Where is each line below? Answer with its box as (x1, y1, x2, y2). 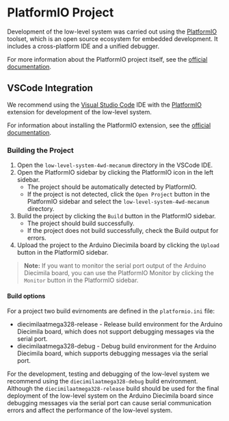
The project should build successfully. (27, 219, 135, 227)
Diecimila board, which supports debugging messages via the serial (16, 349, 208, 357)
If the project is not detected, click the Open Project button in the (27, 190, 211, 199)
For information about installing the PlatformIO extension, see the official (7, 121, 211, 129)
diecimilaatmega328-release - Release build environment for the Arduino (16, 320, 223, 329)
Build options (7, 292, 46, 300)
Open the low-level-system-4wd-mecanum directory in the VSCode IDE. (16, 161, 213, 169)
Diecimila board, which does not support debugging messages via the (16, 327, 215, 336)
